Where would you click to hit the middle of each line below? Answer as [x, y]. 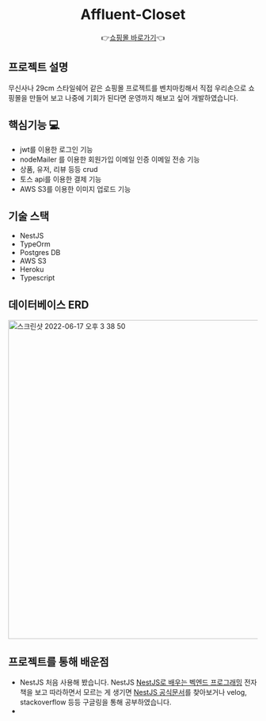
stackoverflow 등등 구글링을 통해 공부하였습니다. [95, 702]
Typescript [37, 278]
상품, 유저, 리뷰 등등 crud [59, 169]
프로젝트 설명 [38, 68]
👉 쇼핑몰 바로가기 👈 [133, 37]
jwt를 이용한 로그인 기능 [56, 149]
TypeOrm [35, 244]
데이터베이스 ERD [49, 305]
